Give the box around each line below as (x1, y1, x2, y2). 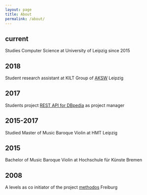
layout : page (5, 7, 32, 12)
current (5, 34, 29, 43)
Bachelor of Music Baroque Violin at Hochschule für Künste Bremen (5, 157, 143, 163)
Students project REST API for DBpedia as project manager (5, 102, 124, 108)
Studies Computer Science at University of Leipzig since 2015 (5, 48, 130, 54)
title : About (5, 12, 32, 17)
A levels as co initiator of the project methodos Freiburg (5, 184, 118, 190)
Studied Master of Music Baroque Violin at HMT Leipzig (5, 130, 118, 135)
